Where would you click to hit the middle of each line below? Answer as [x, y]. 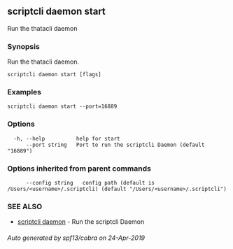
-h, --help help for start [67, 138]
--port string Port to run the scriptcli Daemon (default [115, 145]
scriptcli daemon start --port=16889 [62, 107]
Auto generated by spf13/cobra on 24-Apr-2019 [76, 238]
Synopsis [23, 46]
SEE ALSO [25, 206]
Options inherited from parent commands [79, 169]
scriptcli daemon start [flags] [54, 75]
